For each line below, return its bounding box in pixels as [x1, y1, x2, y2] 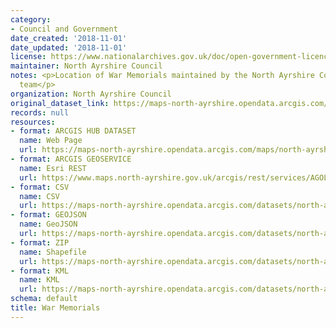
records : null [10, 107, 70, 118]
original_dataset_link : [10, 98, 110, 108]
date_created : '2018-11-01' [10, 33, 128, 43]
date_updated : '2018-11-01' [10, 42, 128, 53]
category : [10, 14, 52, 25]
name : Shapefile [19, 247, 87, 257]
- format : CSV [10, 182, 70, 192]
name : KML [19, 275, 60, 285]
